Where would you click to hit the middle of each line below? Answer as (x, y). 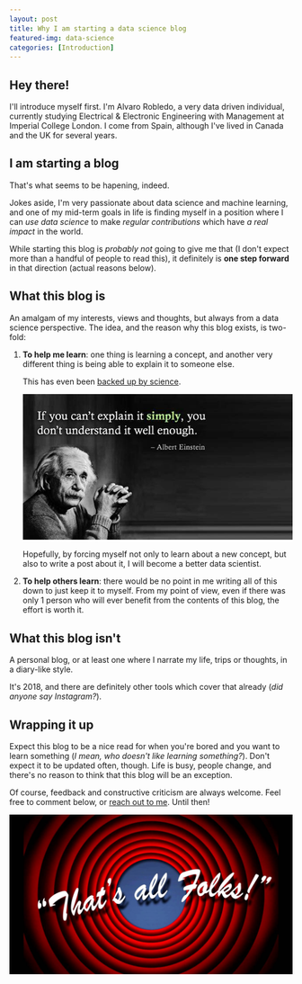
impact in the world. (46, 231)
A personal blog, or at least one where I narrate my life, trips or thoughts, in (148, 660)
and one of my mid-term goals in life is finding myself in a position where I (147, 212)
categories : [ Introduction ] (62, 48)
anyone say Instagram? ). (55, 696)
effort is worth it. (53, 610)
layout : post (34, 19)
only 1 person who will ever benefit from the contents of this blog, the (151, 600)
